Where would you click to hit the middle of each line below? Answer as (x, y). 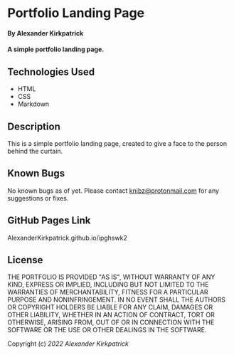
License (25, 260)
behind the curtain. (35, 151)
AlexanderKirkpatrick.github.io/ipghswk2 (68, 238)
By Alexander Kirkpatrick (46, 33)
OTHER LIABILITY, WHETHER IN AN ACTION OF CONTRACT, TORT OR (111, 315)
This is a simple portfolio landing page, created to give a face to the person (117, 143)
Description (34, 126)
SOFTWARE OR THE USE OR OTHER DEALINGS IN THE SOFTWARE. (107, 330)
